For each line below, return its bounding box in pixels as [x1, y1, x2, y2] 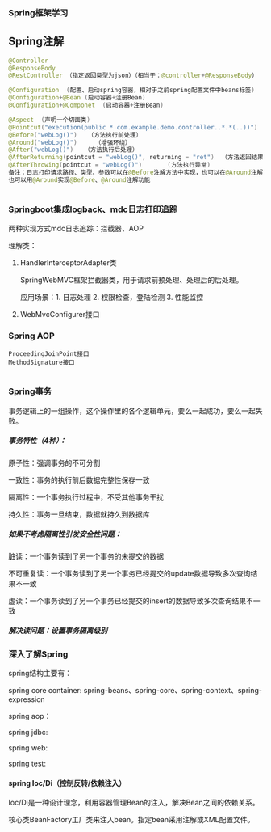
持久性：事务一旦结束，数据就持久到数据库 [8, 509, 150, 519]
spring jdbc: [8, 728, 48, 737]
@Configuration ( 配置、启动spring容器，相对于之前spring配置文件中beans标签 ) [8, 87, 256, 95]
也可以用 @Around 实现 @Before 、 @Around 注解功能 [8, 175, 151, 184]
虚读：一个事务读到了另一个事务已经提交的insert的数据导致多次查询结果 [8, 596, 247, 606]
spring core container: [8, 686, 82, 695]
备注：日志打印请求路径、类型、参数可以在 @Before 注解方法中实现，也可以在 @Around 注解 [8, 168, 264, 177]
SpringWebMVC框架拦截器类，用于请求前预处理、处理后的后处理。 [19, 275, 244, 285]
